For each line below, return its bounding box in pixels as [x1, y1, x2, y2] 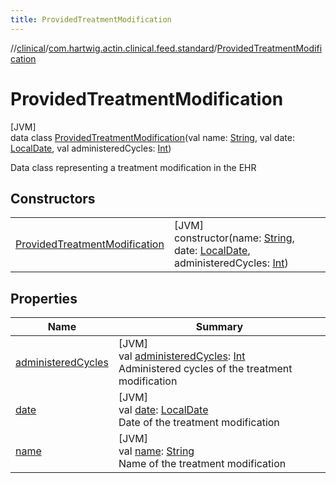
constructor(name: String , [173, 231, 295, 245]
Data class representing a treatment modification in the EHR [10, 161, 257, 173]
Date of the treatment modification [118, 416, 280, 430]
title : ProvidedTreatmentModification [10, 14, 172, 25]
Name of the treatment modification [118, 457, 287, 471]
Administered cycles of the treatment [118, 362, 293, 376]
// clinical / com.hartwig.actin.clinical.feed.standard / [10, 42, 218, 54]
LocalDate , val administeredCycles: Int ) [10, 142, 172, 154]
